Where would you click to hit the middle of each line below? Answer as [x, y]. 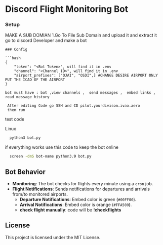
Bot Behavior [25, 172]
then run [16, 110]
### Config [16, 50]
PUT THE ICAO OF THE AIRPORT [35, 80]
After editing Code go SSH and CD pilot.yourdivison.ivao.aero [74, 106]
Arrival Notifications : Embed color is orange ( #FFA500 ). [76, 205]
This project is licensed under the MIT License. [53, 237]
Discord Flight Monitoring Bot [67, 9]
